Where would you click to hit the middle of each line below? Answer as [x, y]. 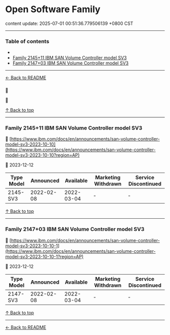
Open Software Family [53, 9]
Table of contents [27, 41]
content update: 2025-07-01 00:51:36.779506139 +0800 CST [69, 23]
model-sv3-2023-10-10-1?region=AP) [44, 256]
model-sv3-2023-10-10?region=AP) [42, 155]
